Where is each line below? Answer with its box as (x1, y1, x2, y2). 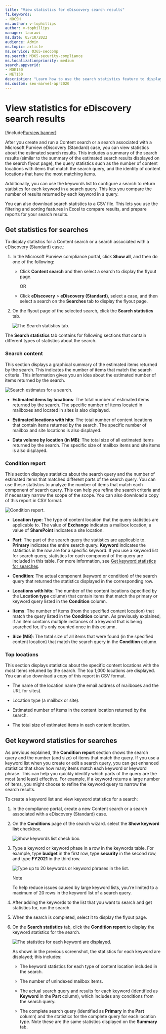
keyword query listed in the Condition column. (12, 598, 107, 604)
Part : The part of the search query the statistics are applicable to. (12, 537, 146, 543)
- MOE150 (5, 68, 23, 73)
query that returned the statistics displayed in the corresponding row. (12, 578, 154, 584)
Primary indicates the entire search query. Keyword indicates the (12, 542, 146, 548)
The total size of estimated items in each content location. (12, 722, 130, 728)
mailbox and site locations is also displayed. (12, 427, 102, 433)
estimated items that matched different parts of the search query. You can (5, 476, 156, 482)
